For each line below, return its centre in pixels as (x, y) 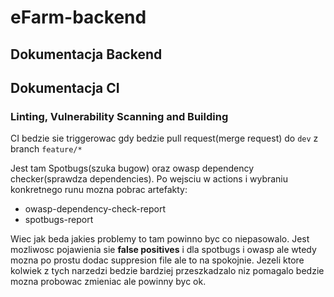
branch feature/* (46, 149)
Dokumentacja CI (65, 87)
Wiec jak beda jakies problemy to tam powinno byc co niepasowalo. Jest (160, 239)
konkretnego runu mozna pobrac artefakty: (99, 190)
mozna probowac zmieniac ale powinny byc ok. (108, 282)
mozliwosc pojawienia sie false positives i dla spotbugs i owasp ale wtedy (163, 250)
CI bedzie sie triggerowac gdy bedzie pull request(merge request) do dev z (164, 138)
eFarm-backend (78, 17)
